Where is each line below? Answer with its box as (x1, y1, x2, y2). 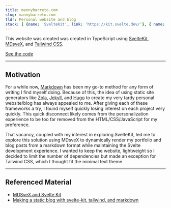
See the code (5, 51, 34, 57)
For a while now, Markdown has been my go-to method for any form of (5, 84, 154, 90)
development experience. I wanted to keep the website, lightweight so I (5, 148, 155, 154)
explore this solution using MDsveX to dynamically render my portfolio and (5, 137, 162, 143)
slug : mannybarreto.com (5, 12, 56, 17)
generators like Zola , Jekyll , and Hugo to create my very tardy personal (5, 95, 154, 101)
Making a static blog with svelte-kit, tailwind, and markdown (12, 197, 139, 203)
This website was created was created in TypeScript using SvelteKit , (5, 36, 149, 42)
